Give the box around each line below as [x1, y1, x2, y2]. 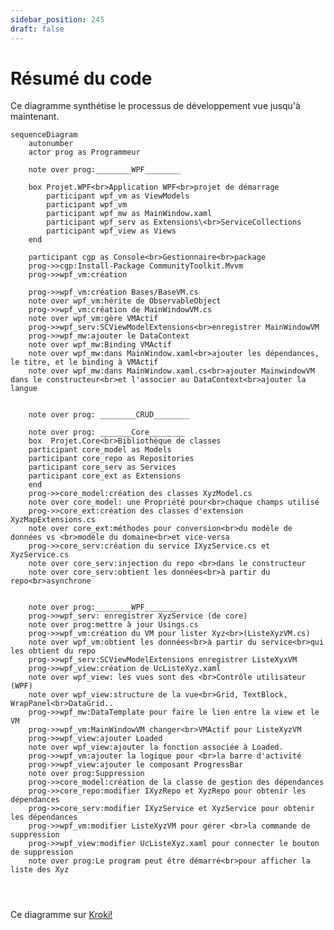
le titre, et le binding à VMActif [10, 357, 159, 368]
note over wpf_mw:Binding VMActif [28, 340, 172, 350]
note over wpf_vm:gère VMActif [28, 314, 159, 324]
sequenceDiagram [10, 130, 78, 140]
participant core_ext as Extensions [28, 471, 182, 481]
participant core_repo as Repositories [28, 454, 195, 464]
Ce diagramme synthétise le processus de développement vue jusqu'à [10, 100, 301, 112]
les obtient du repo [10, 646, 97, 656]
